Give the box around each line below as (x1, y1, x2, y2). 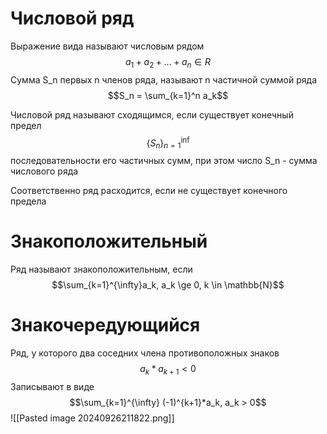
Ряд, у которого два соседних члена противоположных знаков (10, 347, 280, 359)
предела (10, 195, 47, 207)
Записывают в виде (10, 380, 95, 392)
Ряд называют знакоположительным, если (10, 263, 193, 276)
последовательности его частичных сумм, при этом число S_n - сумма (10, 155, 318, 167)
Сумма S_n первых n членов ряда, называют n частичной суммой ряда (10, 73, 318, 86)
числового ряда (10, 165, 79, 177)
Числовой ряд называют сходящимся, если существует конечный (10, 108, 294, 121)
